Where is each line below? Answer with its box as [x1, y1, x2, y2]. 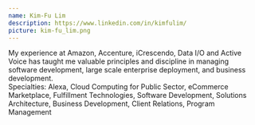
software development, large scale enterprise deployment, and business [8, 65, 246, 75]
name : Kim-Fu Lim [8, 11, 66, 20]
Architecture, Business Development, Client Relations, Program [8, 99, 215, 108]
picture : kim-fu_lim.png [8, 26, 91, 34]
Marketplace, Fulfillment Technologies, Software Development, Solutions [8, 91, 247, 100]
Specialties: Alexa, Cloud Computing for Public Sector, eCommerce [8, 82, 229, 92]
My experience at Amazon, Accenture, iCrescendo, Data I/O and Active [8, 49, 241, 58]
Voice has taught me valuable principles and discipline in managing [8, 57, 229, 66]
